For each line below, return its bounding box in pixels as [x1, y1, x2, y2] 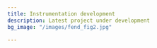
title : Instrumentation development [7, 10, 115, 18]
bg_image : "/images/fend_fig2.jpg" [7, 23, 112, 30]
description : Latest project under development [7, 17, 151, 24]
